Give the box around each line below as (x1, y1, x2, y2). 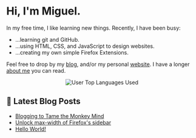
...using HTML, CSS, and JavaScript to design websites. (15, 42, 155, 50)
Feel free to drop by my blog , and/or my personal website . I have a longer (6, 61, 190, 68)
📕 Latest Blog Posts (6, 96, 81, 107)
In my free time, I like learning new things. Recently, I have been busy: (6, 24, 181, 31)
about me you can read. (6, 67, 66, 74)
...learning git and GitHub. (15, 36, 80, 43)
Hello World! (15, 125, 47, 133)
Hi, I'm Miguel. (6, 4, 81, 18)
